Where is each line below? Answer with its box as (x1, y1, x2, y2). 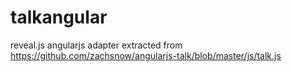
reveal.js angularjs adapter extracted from (10, 39, 183, 51)
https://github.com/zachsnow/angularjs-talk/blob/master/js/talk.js (10, 49, 282, 61)
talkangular (10, 6, 108, 29)
